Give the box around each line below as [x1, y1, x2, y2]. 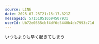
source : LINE [5, 7, 32, 12]
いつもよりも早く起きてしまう [5, 34, 65, 40]
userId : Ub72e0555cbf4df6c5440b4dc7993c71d [5, 20, 95, 25]
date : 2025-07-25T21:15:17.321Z [5, 11, 70, 16]
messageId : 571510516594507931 [5, 16, 68, 21]
